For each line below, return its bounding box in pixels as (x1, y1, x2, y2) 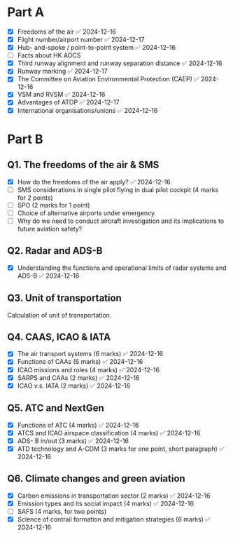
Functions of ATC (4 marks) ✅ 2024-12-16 (17, 421, 139, 429)
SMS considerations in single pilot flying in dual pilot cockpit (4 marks (17, 185, 219, 193)
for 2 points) (17, 193, 54, 202)
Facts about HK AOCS (17, 51, 81, 60)
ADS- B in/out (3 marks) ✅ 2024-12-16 (17, 436, 129, 445)
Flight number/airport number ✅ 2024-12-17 (17, 36, 145, 43)
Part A (7, 4, 44, 20)
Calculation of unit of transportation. (7, 311, 112, 319)
